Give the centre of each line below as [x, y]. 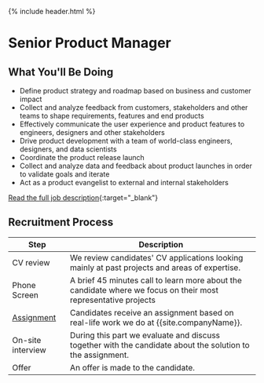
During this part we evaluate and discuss [145, 335]
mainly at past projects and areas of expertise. [155, 268]
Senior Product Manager [90, 43]
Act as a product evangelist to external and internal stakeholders [124, 182]
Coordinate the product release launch [82, 157]
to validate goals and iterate [64, 174]
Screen [26, 295]
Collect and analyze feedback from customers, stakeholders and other [134, 108]
